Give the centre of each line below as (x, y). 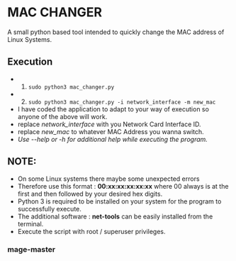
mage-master (31, 250)
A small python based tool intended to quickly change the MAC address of (116, 32)
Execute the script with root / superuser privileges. (91, 231)
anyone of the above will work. (62, 116)
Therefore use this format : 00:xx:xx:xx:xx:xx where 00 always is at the (123, 186)
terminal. (30, 223)
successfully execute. (49, 209)
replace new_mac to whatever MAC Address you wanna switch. (111, 131)
